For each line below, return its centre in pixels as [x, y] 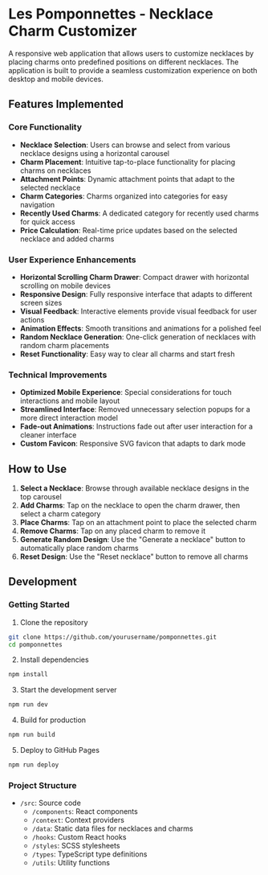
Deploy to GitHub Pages [60, 750]
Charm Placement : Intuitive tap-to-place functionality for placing [128, 162]
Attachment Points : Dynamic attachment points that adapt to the [127, 179]
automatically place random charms [79, 548]
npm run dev [28, 705]
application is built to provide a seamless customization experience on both [133, 70]
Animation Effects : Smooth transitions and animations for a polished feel [140, 328]
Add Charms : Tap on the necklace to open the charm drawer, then [130, 505]
